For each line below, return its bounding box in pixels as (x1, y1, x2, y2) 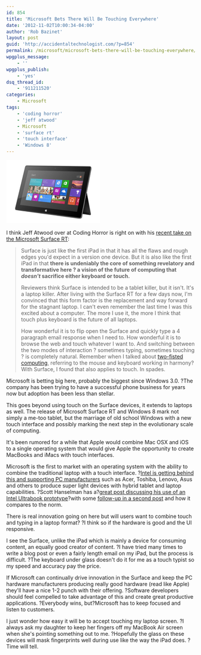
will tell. (20, 643, 39, 650)
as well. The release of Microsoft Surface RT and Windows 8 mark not (6, 408, 179, 415)
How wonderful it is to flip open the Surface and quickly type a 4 (20, 327, 181, 335)
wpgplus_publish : (6, 66, 50, 72)
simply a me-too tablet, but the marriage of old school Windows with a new (6, 414, 191, 421)
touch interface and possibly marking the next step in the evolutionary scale (6, 421, 193, 427)
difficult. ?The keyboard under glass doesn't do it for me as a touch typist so (6, 556, 194, 563)
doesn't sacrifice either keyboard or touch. (20, 272, 130, 280)
